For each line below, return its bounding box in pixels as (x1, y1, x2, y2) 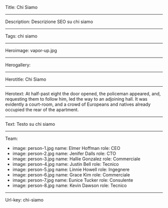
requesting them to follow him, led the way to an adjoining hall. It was (5, 96, 147, 102)
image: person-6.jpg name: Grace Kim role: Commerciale (12, 172, 130, 177)
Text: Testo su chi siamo (5, 121, 55, 127)
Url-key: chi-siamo (5, 197, 44, 202)
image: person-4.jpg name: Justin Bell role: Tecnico (12, 161, 119, 167)
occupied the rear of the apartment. (5, 107, 79, 112)
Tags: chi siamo (5, 33, 37, 39)
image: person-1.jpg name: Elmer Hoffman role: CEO (12, 145, 120, 151)
